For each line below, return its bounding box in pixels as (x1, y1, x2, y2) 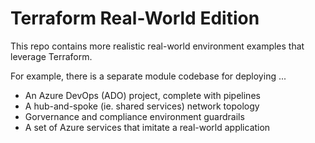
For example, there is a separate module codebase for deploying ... (10, 70, 287, 82)
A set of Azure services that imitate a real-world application (24, 121, 271, 133)
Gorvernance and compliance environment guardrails (24, 110, 245, 122)
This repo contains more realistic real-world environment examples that (10, 40, 305, 52)
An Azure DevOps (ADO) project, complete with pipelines (24, 89, 261, 101)
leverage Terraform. (10, 50, 93, 62)
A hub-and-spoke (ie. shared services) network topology (24, 100, 260, 112)
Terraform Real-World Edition (10, 7, 260, 30)
